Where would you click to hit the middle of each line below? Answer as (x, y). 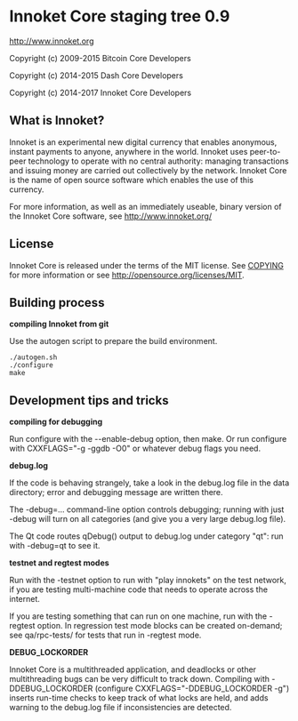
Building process (57, 303)
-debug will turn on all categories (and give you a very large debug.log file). (148, 519)
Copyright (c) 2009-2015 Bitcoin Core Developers (100, 58)
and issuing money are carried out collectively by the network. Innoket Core (148, 170)
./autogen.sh (33, 357)
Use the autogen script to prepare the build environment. (113, 341)
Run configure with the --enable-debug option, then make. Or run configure (148, 439)
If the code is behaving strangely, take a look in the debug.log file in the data (149, 483)
